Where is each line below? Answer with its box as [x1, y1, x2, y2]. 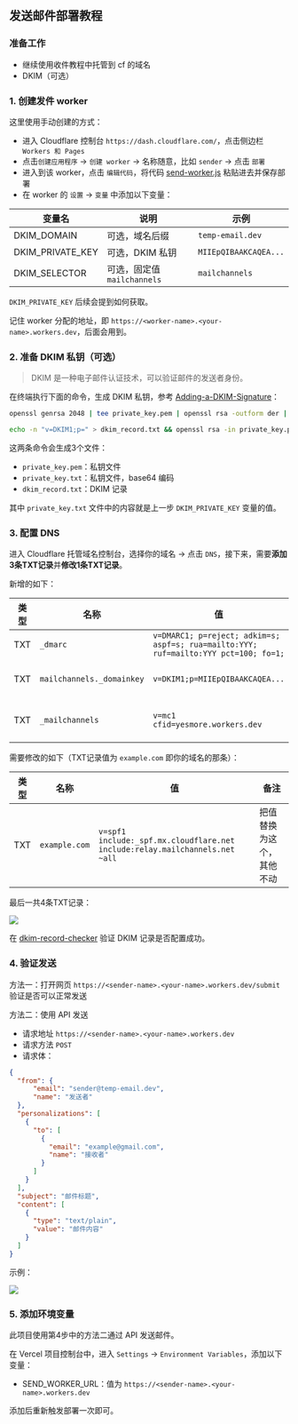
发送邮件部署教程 [9, 8, 103, 24]
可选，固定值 [106, 263, 161, 275]
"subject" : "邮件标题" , [17, 1191, 100, 1201]
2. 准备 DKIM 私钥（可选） [9, 350, 122, 362]
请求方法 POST [21, 1038, 73, 1050]
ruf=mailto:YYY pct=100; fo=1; [153, 648, 286, 659]
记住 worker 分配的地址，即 [9, 314, 109, 326]
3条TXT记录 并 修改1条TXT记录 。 [9, 560, 128, 570]
